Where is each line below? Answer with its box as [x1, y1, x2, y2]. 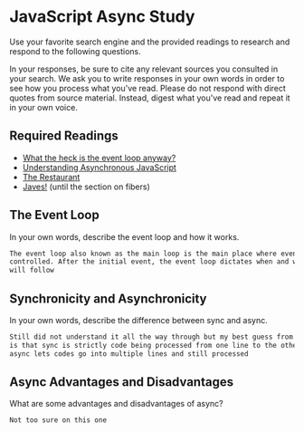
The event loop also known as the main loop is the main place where [9, 249, 278, 258]
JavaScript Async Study [9, 6, 195, 27]
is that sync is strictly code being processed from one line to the [9, 341, 278, 350]
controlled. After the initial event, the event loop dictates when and [9, 257, 290, 266]
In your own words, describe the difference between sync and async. [9, 315, 269, 325]
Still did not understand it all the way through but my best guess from [9, 332, 294, 341]
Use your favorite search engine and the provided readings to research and [9, 36, 290, 47]
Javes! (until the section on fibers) [22, 181, 151, 192]
